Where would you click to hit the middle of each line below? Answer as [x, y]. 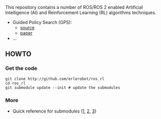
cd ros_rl [16, 83]
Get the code [21, 68]
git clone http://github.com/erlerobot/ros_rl [55, 79]
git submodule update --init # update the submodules [63, 87]
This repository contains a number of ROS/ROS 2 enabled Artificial [74, 7]
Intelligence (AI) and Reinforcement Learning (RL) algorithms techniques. [81, 13]
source [27, 28]
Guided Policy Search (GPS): [42, 22]
